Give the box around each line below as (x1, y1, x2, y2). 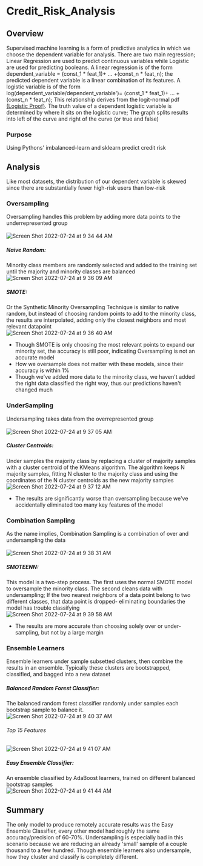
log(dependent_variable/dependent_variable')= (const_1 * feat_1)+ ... (6, 90, 175, 96)
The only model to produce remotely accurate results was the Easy (6, 821, 174, 828)
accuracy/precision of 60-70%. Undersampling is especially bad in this (6, 834, 184, 841)
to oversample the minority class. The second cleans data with (6, 585, 163, 592)
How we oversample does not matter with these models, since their (15, 361, 184, 368)
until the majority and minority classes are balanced (6, 268, 135, 275)
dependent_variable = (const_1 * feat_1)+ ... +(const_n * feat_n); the (6, 70, 173, 77)
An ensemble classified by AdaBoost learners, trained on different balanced (6, 774, 195, 782)
